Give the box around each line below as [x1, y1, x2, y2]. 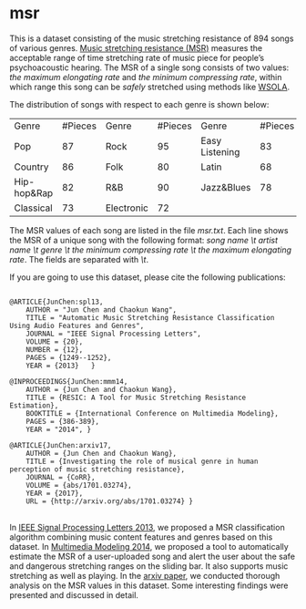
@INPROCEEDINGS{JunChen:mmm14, [9, 377, 128, 386]
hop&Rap [14, 186, 54, 199]
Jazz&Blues [200, 181, 251, 193]
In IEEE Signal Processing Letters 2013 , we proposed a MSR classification [9, 521, 285, 532]
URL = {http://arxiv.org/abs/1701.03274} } [25, 496, 194, 506]
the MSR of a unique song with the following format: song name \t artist [9, 234, 279, 245]
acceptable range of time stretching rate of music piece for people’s [9, 52, 265, 63]
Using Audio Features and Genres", [9, 321, 145, 330]
